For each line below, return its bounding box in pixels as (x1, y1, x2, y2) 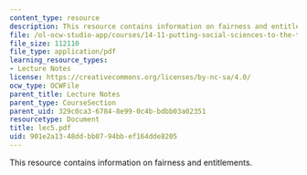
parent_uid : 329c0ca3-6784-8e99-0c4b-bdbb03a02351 (9, 107, 206, 116)
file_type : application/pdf (9, 47, 117, 57)
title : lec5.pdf (9, 124, 71, 133)
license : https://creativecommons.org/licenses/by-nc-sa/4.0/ (9, 73, 251, 82)
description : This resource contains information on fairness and (9, 22, 268, 31)
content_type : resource (9, 13, 101, 23)
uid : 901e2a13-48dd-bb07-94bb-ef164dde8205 (9, 132, 178, 141)
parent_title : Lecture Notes (9, 89, 121, 98)
